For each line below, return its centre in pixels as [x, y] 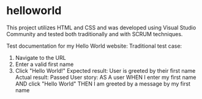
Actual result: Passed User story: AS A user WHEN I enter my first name [106, 77]
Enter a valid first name [44, 64]
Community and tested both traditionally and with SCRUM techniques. [95, 34]
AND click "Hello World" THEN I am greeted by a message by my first [103, 84]
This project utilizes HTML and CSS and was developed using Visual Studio [101, 28]
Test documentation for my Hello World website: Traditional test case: [94, 46]
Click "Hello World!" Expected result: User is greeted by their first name [105, 70]
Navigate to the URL [40, 57]
